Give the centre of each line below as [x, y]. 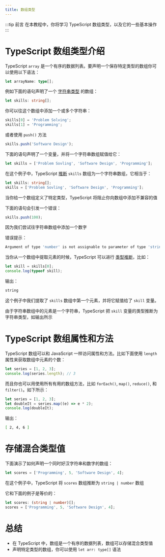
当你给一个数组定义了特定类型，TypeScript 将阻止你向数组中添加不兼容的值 [81, 197]
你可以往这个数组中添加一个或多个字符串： [48, 111]
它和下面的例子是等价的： [31, 493]
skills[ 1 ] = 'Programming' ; [34, 125]
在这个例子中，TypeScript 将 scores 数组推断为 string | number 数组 [74, 483]
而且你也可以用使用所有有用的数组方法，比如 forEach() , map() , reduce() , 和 [81, 383]
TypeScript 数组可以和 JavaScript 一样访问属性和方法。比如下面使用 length [81, 353]
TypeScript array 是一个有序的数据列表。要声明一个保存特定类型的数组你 [79, 66]
